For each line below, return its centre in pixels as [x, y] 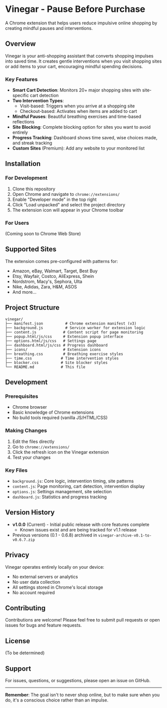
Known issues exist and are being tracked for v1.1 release [78, 530]
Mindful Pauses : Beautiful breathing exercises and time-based [77, 117]
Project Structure [32, 308]
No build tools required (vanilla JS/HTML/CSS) [60, 418]
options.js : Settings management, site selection [62, 491]
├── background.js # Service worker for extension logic [75, 328]
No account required [34, 592]
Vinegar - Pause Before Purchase [75, 9]
